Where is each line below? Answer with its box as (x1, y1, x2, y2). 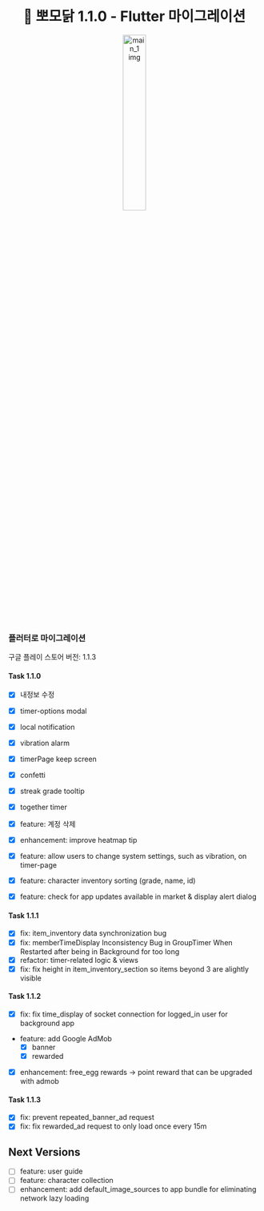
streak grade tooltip (19, 786, 86, 796)
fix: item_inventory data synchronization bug (19, 928, 167, 938)
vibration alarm (19, 738, 70, 748)
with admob (19, 1077, 60, 1086)
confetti (19, 770, 46, 780)
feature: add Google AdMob (19, 1033, 112, 1043)
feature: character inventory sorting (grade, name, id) (19, 876, 196, 885)
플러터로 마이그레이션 (8, 632, 86, 644)
